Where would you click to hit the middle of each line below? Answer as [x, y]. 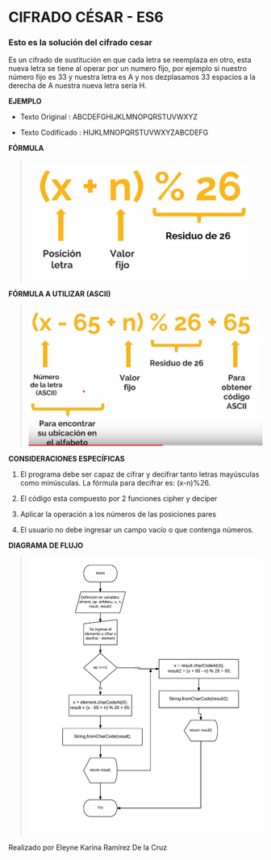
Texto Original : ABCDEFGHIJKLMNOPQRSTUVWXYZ [109, 117]
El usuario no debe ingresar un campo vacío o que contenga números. [137, 529]
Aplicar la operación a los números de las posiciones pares [118, 514]
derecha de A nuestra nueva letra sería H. [77, 86]
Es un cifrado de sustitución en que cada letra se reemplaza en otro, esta [130, 60]
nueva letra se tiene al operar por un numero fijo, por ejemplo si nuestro [128, 69]
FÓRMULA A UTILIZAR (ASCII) [60, 294]
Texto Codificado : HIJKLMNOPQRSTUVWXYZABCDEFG [114, 132]
